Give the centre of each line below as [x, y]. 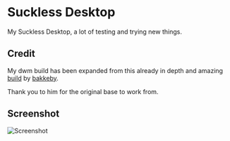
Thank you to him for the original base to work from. [83, 91]
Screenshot [34, 114]
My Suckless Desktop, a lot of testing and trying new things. [95, 32]
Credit [21, 54]
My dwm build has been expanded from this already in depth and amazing [115, 70]
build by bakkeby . [33, 78]
